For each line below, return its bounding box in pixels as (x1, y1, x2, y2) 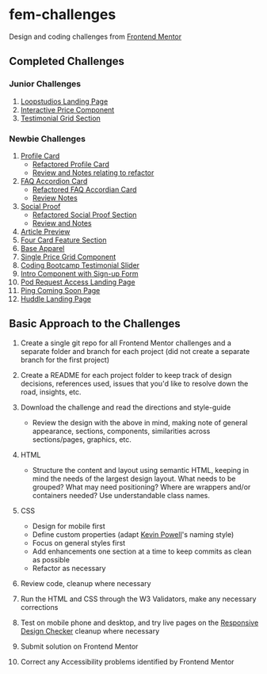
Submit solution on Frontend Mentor (20, 642, 139, 651)
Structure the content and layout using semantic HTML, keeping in (32, 465, 249, 474)
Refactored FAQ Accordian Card (32, 185, 137, 194)
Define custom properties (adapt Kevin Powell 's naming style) (32, 529, 235, 539)
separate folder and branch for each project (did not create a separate (20, 346, 250, 356)
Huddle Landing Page (20, 294, 92, 303)
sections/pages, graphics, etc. (32, 434, 132, 444)
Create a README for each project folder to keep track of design (20, 370, 232, 379)
